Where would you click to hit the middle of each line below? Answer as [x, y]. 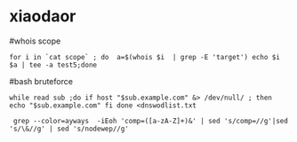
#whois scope [35, 41]
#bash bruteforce [41, 81]
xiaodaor [43, 16]
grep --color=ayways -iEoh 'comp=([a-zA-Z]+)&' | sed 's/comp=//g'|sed [151, 121]
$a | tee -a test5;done [53, 65]
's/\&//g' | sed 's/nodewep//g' [69, 129]
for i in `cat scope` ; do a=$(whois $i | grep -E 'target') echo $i [144, 57]
